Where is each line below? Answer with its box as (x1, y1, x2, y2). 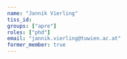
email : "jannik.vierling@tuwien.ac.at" (7, 35, 122, 42)
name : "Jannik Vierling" (7, 9, 78, 17)
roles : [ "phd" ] (7, 28, 51, 36)
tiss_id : (7, 16, 32, 23)
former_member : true (7, 41, 67, 48)
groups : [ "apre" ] (7, 22, 57, 29)
